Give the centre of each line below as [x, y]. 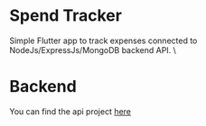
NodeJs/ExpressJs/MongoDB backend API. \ [93, 49]
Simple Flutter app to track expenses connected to [103, 40]
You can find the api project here [70, 111]
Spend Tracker [66, 16]
